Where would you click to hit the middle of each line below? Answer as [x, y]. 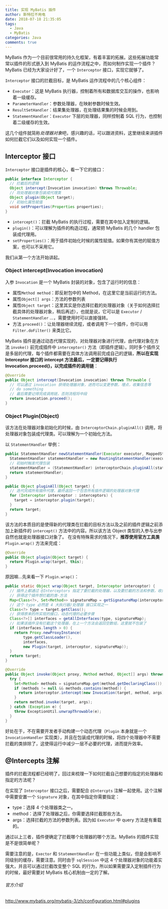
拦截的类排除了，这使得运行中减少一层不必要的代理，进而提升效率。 [75, 743]
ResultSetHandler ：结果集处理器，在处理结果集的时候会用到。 [76, 110]
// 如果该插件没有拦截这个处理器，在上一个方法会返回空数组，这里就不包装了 [78, 623]
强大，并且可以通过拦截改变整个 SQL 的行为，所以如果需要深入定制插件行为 [83, 866]
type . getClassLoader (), [48, 637]
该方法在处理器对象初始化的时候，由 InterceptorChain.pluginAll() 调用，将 [84, 428]
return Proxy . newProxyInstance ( [48, 633]
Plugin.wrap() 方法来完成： [34, 543]
